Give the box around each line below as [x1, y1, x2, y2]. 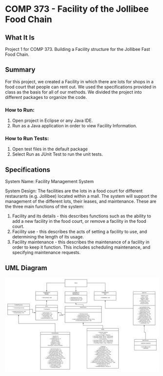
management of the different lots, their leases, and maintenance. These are [5, 198, 157, 204]
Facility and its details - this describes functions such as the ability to [12, 213, 151, 219]
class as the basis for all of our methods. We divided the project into [5, 89, 142, 95]
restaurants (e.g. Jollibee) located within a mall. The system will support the [5, 193, 158, 199]
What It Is [5, 33, 35, 42]
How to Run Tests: [5, 135, 49, 142]
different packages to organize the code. [5, 94, 87, 100]
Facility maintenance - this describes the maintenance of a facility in [12, 239, 150, 245]
